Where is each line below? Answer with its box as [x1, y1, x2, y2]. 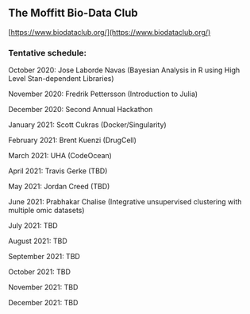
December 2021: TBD [8, 298, 79, 308]
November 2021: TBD [8, 282, 79, 293]
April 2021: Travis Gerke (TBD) [8, 166, 108, 176]
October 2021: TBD [8, 267, 71, 277]
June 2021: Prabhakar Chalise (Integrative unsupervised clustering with [8, 197, 242, 207]
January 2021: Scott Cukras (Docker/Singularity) [8, 120, 167, 130]
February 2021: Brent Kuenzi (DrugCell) [8, 135, 137, 145]
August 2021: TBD [8, 236, 67, 246]
